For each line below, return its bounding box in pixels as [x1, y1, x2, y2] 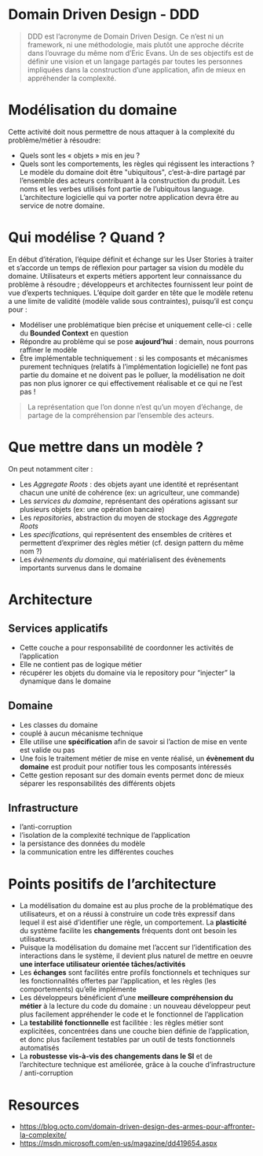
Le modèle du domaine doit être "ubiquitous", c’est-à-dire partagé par [19, 167, 246, 176]
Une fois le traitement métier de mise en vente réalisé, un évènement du [19, 754, 254, 763]
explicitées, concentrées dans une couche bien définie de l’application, [19, 1026, 250, 1036]
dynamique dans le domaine [19, 676, 111, 686]
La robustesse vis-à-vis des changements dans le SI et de [19, 1051, 214, 1061]
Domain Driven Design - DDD [8, 6, 200, 24]
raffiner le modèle [19, 345, 78, 354]
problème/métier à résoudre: [8, 135, 101, 145]
